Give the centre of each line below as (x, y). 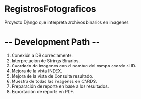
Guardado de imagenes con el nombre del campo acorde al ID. (74, 66)
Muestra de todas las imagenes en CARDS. (54, 81)
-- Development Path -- (52, 42)
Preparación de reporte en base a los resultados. (60, 86)
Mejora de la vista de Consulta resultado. (52, 76)
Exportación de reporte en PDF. (43, 91)
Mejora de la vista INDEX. (37, 71)
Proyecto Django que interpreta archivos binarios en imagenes (67, 22)
